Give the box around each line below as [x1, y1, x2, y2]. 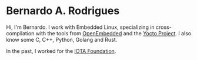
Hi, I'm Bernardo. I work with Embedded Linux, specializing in [6, 24, 155, 31]
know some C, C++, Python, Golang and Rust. [6, 36, 118, 43]
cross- [155, 24, 172, 31]
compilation [6, 29, 35, 36]
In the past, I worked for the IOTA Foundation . [6, 47, 116, 54]
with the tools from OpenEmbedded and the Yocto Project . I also [35, 29, 192, 36]
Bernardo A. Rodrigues [6, 4, 120, 18]
